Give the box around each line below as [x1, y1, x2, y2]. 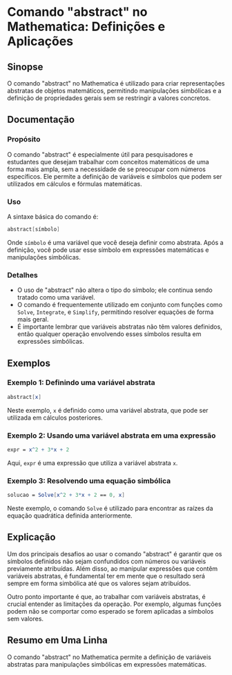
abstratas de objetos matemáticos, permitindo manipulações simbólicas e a [7, 87, 222, 95]
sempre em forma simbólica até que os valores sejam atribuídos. [7, 579, 191, 587]
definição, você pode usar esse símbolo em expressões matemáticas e [7, 246, 209, 254]
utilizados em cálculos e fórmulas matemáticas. [7, 179, 143, 188]
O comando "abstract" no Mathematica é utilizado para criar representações [7, 79, 225, 87]
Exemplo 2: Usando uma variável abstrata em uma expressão [7, 431, 216, 440]
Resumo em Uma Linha [7, 634, 108, 646]
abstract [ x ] [7, 393, 41, 400]
